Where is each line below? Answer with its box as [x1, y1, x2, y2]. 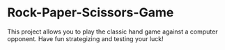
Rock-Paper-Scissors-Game [7, 5, 174, 21]
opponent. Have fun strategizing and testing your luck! [7, 34, 164, 42]
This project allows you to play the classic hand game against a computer [7, 27, 218, 36]
